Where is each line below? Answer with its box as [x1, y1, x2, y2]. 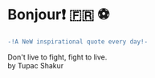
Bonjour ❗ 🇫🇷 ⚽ [7, 6, 110, 24]
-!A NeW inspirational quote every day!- [7, 37, 149, 46]
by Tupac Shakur [7, 60, 64, 70]
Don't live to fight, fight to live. [7, 52, 108, 62]
